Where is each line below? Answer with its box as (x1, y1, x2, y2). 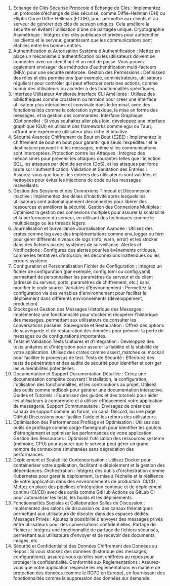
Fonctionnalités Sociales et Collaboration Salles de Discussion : (13, 500, 145, 506)
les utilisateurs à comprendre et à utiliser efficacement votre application (13, 398, 163, 404)
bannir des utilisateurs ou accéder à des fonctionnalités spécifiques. (13, 86, 156, 91)
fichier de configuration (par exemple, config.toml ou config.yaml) (13, 268, 151, 275)
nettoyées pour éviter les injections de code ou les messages (13, 177, 141, 183)
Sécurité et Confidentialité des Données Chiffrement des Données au (13, 543, 157, 549)
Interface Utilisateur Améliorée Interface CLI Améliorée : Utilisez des (13, 91, 155, 97)
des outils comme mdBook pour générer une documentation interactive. (13, 387, 163, 393)
